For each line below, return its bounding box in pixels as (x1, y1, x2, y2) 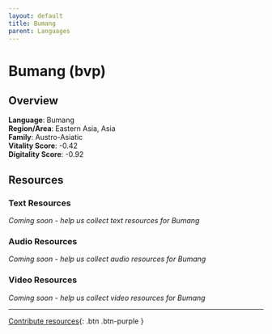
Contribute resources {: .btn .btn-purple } (8, 316, 144, 326)
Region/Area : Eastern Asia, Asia (8, 124, 116, 133)
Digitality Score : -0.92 (8, 150, 84, 159)
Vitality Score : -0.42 (8, 141, 79, 150)
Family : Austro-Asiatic (8, 133, 83, 142)
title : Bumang (8, 19, 57, 27)
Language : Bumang (8, 115, 75, 125)
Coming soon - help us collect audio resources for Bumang (8, 254, 206, 264)
